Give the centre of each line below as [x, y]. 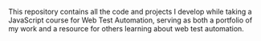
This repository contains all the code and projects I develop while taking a [130, 12]
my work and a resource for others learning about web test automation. [126, 29]
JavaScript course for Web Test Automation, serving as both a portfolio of [130, 20]
